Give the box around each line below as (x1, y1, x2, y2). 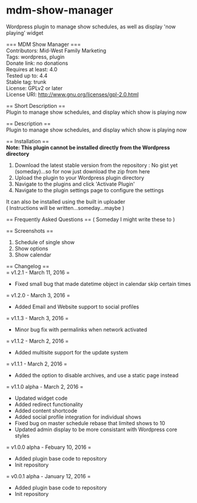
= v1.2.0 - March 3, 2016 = (6, 291, 71, 298)
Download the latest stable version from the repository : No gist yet (14, 162, 178, 169)
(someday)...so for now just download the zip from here (14, 167, 150, 175)
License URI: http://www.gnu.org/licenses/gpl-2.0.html (6, 91, 139, 98)
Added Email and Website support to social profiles (14, 303, 140, 310)
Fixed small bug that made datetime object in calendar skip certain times (14, 280, 192, 287)
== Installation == (6, 137, 50, 144)
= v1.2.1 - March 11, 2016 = (6, 269, 70, 276)
